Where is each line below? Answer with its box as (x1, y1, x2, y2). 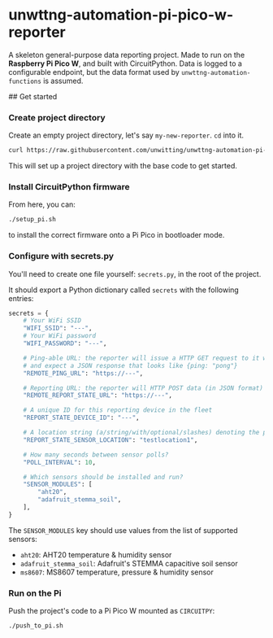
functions (8, 77, 42, 85)
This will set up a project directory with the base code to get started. (8, 161, 237, 171)
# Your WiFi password (23, 332, 96, 340)
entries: (8, 293, 34, 303)
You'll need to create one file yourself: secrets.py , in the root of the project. (8, 269, 262, 278)
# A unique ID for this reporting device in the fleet (23, 406, 213, 414)
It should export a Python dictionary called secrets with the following (8, 285, 240, 295)
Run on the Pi (8, 588, 62, 599)
